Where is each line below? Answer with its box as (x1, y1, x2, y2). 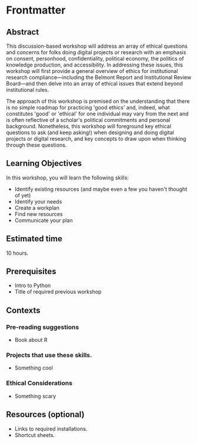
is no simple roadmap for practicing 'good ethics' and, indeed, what (6, 104, 171, 111)
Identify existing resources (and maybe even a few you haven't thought (14, 185, 188, 192)
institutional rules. (6, 86, 49, 93)
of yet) (14, 192, 31, 199)
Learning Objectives (6, 158, 82, 168)
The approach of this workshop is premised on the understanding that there (6, 98, 190, 105)
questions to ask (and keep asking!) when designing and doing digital (6, 129, 175, 136)
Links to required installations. (14, 425, 88, 432)
